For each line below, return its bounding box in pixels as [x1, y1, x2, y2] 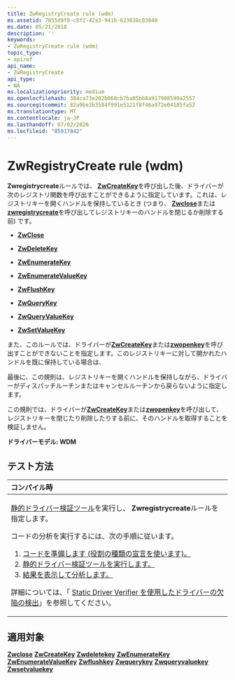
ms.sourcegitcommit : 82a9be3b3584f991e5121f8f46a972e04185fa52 [7, 102, 196, 109]
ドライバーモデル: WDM [7, 437, 77, 446]
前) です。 [7, 217, 36, 225]
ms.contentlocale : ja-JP [7, 114, 80, 121]
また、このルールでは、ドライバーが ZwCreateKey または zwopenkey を [7, 341, 211, 349]
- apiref [7, 56, 33, 63]
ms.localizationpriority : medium [7, 88, 105, 95]
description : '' [7, 29, 55, 37]
